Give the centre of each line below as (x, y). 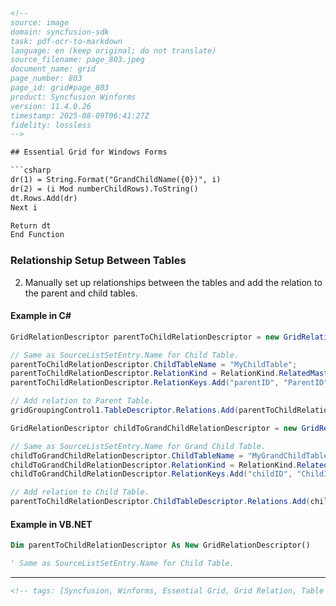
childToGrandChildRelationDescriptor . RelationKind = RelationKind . (154, 465)
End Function (37, 235)
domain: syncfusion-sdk (60, 32)
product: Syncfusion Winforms (73, 97)
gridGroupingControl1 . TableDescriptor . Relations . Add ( (125, 410)
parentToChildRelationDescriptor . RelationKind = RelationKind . (145, 374)
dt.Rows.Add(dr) (44, 198)
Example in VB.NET (51, 524)
